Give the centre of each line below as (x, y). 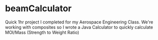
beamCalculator (38, 9)
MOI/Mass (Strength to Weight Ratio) (42, 32)
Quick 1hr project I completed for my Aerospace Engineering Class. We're (79, 22)
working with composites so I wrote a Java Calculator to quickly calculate (79, 27)
